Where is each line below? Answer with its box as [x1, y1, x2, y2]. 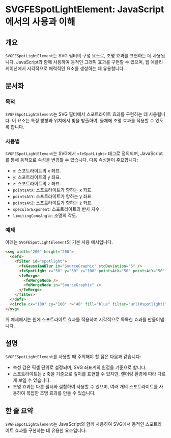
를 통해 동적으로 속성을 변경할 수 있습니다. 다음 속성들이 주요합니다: [5, 157, 138, 163]
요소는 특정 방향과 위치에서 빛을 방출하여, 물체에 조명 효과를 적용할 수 [17, 117, 154, 123]
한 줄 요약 [5, 406, 34, 415]
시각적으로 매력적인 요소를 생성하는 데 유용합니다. [27, 65, 125, 71]
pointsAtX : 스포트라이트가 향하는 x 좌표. [12, 187, 93, 193]
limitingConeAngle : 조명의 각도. [12, 212, 77, 218]
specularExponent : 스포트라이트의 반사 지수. [12, 206, 101, 212]
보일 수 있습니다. [18, 377, 51, 383]
